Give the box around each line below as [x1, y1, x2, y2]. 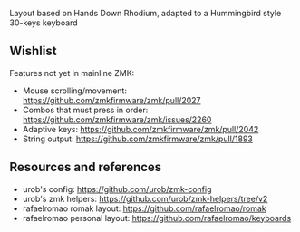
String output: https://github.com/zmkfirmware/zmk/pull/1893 [22, 133, 254, 144]
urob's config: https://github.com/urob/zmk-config [22, 183, 212, 194]
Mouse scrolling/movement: [22, 85, 127, 96]
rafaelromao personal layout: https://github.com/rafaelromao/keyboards [22, 212, 292, 223]
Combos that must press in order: [22, 104, 149, 115]
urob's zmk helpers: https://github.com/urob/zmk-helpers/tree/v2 [22, 193, 268, 204]
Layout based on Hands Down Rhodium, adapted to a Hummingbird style [9, 8, 282, 18]
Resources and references [9, 159, 162, 175]
